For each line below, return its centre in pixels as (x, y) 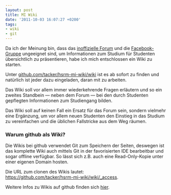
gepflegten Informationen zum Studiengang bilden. (59, 101)
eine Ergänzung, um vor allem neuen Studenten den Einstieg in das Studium (85, 116)
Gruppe (13, 54)
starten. (14, 65)
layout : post (19, 10)
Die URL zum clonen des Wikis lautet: (45, 172)
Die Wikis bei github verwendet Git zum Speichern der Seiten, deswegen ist (85, 145)
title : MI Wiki (21, 15)
